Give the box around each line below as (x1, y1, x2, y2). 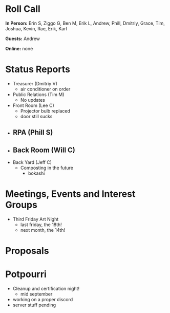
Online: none (5, 45, 33, 51)
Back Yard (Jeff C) (12, 159, 52, 165)
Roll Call (5, 3, 41, 15)
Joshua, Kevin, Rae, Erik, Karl (5, 25, 68, 31)
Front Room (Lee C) (12, 102, 55, 108)
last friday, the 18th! (20, 222, 62, 228)
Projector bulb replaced (20, 107, 71, 114)
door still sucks (20, 113, 53, 119)
